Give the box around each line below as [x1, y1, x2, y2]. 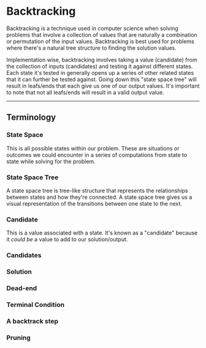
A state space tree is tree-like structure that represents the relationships [6, 187, 188, 194]
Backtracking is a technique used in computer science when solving [6, 25, 179, 32]
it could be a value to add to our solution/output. [6, 236, 128, 243]
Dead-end [6, 284, 37, 292]
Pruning [6, 333, 31, 342]
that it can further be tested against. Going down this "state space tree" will [6, 75, 197, 83]
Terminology [6, 112, 56, 123]
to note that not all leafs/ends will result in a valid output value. [6, 88, 164, 96]
